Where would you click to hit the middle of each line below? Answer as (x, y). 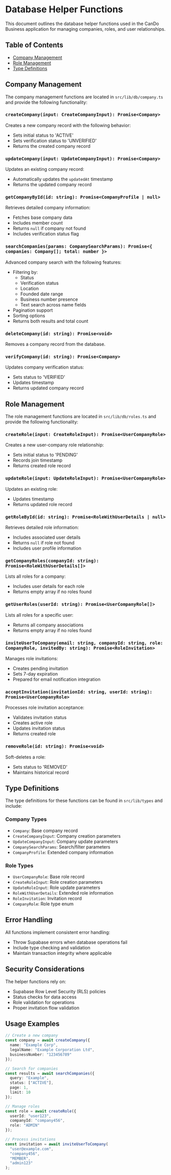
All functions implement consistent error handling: (58, 932)
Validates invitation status (40, 717)
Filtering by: (25, 272)
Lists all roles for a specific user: (39, 615)
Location (30, 288)
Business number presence (49, 299)
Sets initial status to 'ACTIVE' (43, 135)
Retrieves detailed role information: (42, 528)
